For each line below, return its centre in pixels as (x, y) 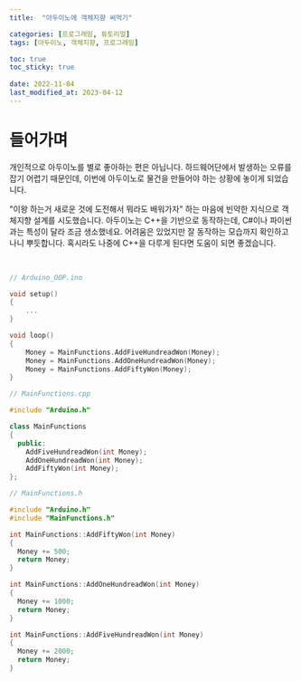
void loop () (32, 336)
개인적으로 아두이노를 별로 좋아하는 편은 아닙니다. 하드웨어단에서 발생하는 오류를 (150, 167)
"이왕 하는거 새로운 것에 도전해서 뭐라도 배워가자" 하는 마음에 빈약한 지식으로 (145, 208)
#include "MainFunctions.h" (62, 518)
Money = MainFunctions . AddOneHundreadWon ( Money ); (121, 360)
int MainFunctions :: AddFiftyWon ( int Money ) (93, 534)
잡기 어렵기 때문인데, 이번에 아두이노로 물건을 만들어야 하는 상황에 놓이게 (137, 178)
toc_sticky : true (42, 67)
